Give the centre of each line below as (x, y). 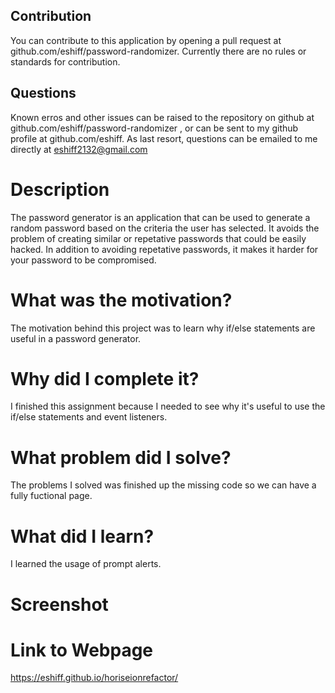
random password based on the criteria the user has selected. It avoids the (165, 228)
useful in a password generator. (76, 338)
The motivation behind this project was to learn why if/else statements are (163, 328)
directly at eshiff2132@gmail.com (79, 149)
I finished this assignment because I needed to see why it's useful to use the (168, 406)
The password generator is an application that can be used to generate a (160, 217)
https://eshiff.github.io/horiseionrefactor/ (94, 678)
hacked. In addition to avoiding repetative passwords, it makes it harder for (164, 249)
